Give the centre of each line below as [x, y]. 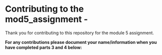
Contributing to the [44, 9]
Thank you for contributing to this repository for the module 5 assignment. [80, 33]
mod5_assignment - [47, 19]
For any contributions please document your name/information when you [81, 42]
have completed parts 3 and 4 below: [43, 47]
